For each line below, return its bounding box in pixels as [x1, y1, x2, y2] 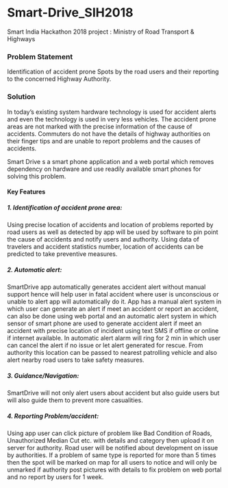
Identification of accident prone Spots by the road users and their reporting [7, 67, 219, 76]
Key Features [7, 187, 46, 196]
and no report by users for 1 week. [7, 473, 104, 481]
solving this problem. [7, 172, 66, 180]
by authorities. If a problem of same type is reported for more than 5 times [7, 451, 216, 459]
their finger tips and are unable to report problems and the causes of [7, 137, 201, 145]
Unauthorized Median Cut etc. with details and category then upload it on [7, 437, 214, 444]
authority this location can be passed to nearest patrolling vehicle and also [7, 349, 218, 357]
